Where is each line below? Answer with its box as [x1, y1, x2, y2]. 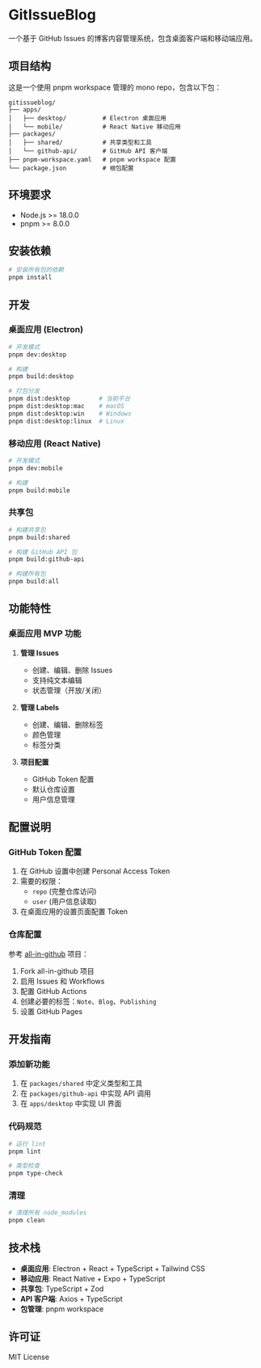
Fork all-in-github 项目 [19, 966, 95, 975]
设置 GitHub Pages [19, 1006, 83, 1016]
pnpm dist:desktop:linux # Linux [8, 417, 125, 425]
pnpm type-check [8, 1169, 63, 1177]
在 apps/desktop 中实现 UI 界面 [19, 1099, 122, 1109]
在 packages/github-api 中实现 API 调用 [19, 1088, 151, 1098]
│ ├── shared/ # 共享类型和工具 [8, 138, 152, 146]
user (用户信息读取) [32, 897, 97, 907]
